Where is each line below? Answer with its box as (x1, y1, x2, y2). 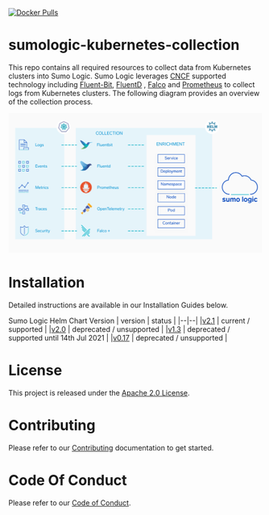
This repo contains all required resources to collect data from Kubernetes (8, 62, 252, 72)
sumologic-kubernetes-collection (8, 36, 240, 54)
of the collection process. (8, 97, 93, 107)
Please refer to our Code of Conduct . (8, 497, 131, 508)
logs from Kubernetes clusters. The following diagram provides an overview (8, 88, 260, 98)
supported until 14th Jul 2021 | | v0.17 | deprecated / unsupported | (8, 333, 228, 342)
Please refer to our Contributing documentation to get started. (8, 442, 214, 452)
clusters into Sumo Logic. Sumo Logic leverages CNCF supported (8, 71, 227, 81)
